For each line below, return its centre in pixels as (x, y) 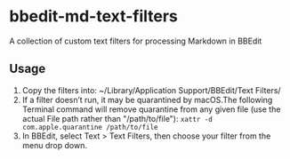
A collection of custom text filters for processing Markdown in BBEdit (136, 41)
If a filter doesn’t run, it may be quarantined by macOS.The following (147, 99)
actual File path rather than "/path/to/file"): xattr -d (117, 118)
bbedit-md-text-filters (93, 16)
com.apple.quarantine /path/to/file (90, 127)
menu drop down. (54, 145)
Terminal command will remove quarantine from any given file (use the (151, 109)
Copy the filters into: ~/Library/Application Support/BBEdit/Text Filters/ (152, 90)
